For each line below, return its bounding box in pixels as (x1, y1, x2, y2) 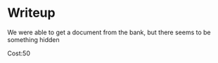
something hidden (7, 35, 60, 43)
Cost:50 (7, 49, 30, 57)
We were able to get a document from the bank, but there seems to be (7, 28, 211, 36)
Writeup (7, 5, 56, 21)
